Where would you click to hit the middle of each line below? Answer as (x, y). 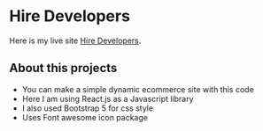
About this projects (63, 68)
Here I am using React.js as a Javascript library (108, 98)
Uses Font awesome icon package (85, 117)
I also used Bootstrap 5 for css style (87, 108)
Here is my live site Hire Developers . (75, 40)
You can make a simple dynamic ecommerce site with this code (138, 89)
